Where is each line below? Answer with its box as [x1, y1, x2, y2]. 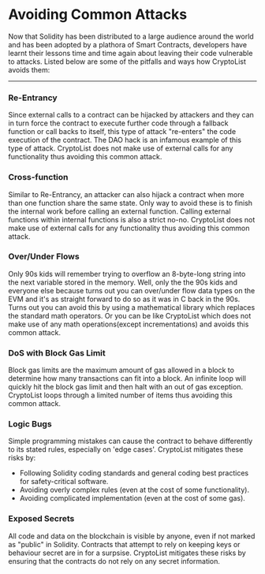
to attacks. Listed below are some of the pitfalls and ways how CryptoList [8, 57, 247, 66]
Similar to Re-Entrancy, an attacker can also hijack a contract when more [8, 189, 244, 199]
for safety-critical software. [19, 477, 109, 486]
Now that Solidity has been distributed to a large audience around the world [8, 32, 254, 41]
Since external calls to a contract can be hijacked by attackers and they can [8, 110, 255, 120]
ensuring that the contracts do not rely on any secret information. [8, 556, 221, 565]
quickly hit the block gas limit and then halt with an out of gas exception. [8, 382, 243, 392]
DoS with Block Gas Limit [8, 347, 106, 358]
